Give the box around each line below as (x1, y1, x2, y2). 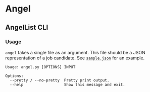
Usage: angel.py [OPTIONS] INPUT (5, 64, 76, 69)
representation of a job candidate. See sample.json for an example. (5, 55, 145, 61)
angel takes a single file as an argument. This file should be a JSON (5, 49, 145, 55)
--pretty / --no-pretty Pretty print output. (10, 77, 110, 83)
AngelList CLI (5, 23, 48, 32)
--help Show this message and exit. (10, 82, 125, 87)
